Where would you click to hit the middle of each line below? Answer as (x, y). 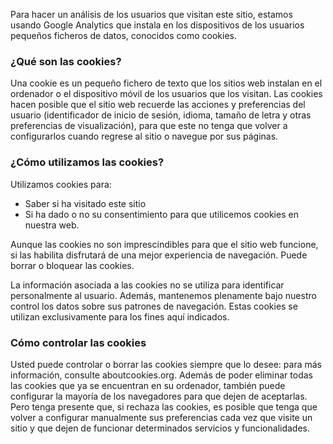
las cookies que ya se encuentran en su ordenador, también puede (148, 385)
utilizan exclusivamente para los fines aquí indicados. (120, 316)
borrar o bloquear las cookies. (72, 265)
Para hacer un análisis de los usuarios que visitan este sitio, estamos (151, 14)
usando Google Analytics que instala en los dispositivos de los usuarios (157, 25)
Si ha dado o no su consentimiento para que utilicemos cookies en (161, 214)
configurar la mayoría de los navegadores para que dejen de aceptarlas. (159, 396)
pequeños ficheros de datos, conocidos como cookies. (123, 35)
